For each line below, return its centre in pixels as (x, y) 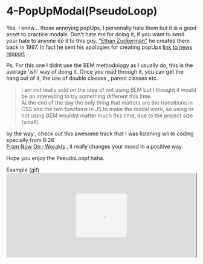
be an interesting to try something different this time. (86, 96)
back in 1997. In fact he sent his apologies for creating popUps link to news (99, 47)
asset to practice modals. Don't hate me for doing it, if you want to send (95, 34)
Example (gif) (23, 170)
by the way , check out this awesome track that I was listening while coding (100, 134)
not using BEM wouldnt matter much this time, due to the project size (107, 115)
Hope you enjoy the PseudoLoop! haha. (55, 158)
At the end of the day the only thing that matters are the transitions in (107, 102)
